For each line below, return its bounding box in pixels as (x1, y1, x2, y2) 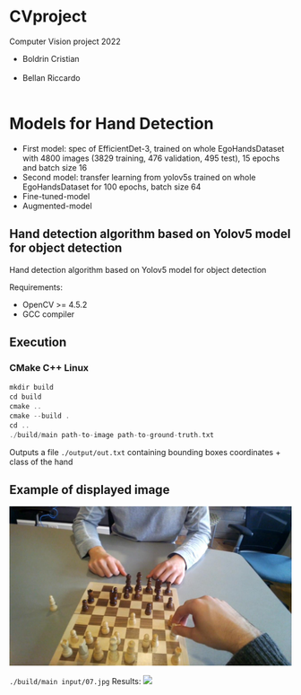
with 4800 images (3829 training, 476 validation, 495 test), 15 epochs (21, 153, 280, 163)
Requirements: (9, 281, 63, 293)
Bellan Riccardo (21, 72, 81, 83)
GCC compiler (21, 308, 75, 320)
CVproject (9, 6, 87, 27)
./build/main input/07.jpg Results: (9, 675, 142, 686)
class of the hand (9, 456, 73, 467)
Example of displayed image (9, 482, 170, 497)
